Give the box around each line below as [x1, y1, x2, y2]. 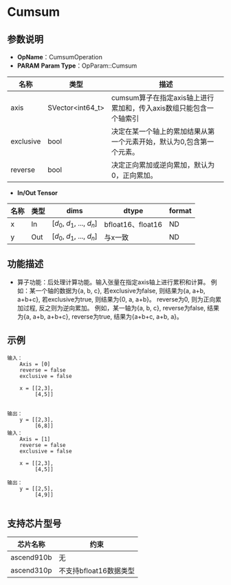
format [168, 206, 192, 215]
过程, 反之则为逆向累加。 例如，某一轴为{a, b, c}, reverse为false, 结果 [23, 304, 220, 312]
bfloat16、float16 [104, 220, 163, 229]
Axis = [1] [19, 435, 51, 442]
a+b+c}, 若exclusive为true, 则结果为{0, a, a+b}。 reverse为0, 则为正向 [16, 295, 216, 304]
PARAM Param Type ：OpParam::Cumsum [16, 61, 137, 70]
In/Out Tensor [16, 189, 58, 197]
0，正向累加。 [111, 170, 157, 180]
